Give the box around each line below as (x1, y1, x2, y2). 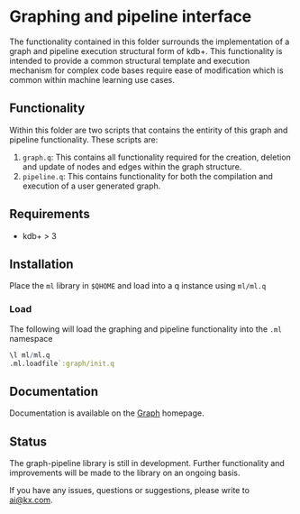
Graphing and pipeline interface (9, 6, 252, 27)
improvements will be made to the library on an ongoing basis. (9, 467, 241, 479)
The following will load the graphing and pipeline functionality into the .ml (9, 323, 282, 335)
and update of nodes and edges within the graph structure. (22, 161, 242, 172)
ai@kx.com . (9, 494, 53, 506)
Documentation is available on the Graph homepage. (9, 408, 205, 418)
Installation (9, 256, 74, 271)
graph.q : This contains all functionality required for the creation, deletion (22, 151, 291, 162)
